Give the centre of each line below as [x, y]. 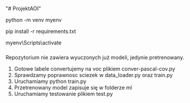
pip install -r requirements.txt [41, 31]
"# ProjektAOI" [23, 9]
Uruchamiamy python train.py [50, 81]
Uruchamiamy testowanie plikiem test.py [63, 94]
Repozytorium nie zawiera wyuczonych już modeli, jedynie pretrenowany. [95, 57]
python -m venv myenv [34, 20]
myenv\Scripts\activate [34, 43]
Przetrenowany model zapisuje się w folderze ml [73, 87]
